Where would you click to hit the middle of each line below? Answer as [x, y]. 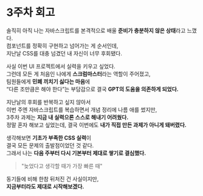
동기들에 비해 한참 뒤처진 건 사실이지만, [53, 179]
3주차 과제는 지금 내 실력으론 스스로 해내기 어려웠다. [67, 117]
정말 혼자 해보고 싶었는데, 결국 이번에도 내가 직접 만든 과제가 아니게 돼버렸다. [96, 125]
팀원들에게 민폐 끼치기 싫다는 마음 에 [48, 81]
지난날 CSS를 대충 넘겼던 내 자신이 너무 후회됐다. [64, 53]
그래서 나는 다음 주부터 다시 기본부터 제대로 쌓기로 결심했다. [76, 153]
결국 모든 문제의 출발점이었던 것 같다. [50, 145]
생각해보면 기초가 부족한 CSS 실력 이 [49, 138]
